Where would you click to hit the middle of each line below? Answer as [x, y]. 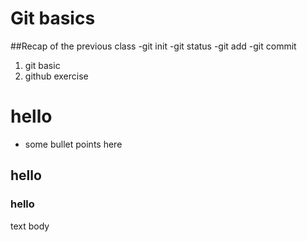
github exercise [56, 76]
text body [30, 226]
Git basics [53, 18]
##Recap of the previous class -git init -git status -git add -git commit [153, 46]
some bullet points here [73, 144]
